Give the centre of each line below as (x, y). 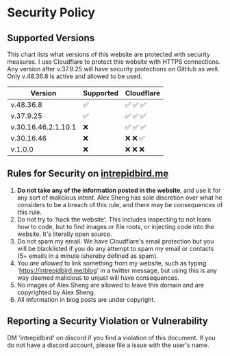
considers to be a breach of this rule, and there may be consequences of (120, 204)
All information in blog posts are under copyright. (86, 299)
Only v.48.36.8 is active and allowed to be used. (75, 76)
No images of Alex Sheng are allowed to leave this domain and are (110, 285)
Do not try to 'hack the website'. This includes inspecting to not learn (114, 219)
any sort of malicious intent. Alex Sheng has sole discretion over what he (119, 198)
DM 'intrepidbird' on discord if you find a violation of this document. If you (111, 337)
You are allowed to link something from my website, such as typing (112, 263)
